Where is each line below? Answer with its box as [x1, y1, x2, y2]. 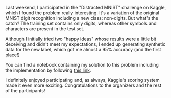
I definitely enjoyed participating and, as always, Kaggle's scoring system [5, 77, 160, 83]
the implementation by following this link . [5, 67, 91, 73]
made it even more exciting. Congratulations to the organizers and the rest [5, 82, 162, 88]
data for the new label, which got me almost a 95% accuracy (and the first [5, 47, 161, 52]
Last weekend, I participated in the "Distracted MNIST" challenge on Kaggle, [5, 5, 166, 10]
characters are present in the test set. [5, 26, 84, 32]
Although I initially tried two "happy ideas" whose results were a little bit [5, 36, 157, 42]
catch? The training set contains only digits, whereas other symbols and [5, 20, 157, 26]
